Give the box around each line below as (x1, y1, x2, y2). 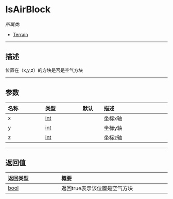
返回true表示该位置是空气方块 (61, 185, 133, 192)
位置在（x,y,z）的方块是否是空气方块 (5, 67, 83, 73)
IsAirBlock (5, 4, 50, 15)
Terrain (12, 31, 28, 37)
